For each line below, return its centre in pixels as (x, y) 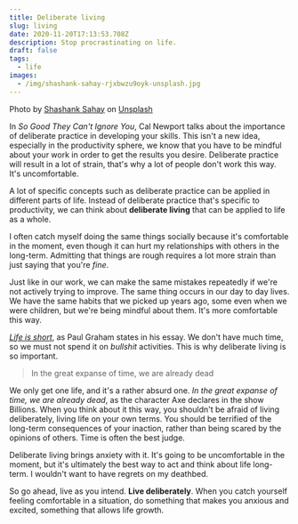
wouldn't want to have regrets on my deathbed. (122, 473)
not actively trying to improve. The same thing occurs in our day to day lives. (149, 291)
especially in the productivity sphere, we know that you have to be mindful (145, 145)
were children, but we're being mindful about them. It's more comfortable (144, 310)
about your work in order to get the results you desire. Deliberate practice (144, 154)
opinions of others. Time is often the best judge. (97, 438)
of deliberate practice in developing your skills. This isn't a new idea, (135, 135)
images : (24, 76)
